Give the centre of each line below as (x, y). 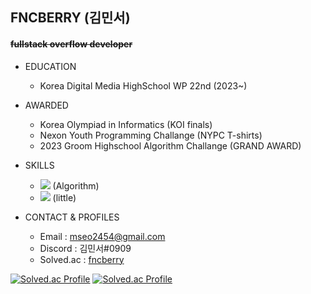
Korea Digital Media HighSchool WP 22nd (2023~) (143, 85)
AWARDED (46, 105)
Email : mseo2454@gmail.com (102, 236)
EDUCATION (50, 66)
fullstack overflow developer (71, 44)
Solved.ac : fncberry (82, 259)
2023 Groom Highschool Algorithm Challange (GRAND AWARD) (170, 145)
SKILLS (39, 165)
